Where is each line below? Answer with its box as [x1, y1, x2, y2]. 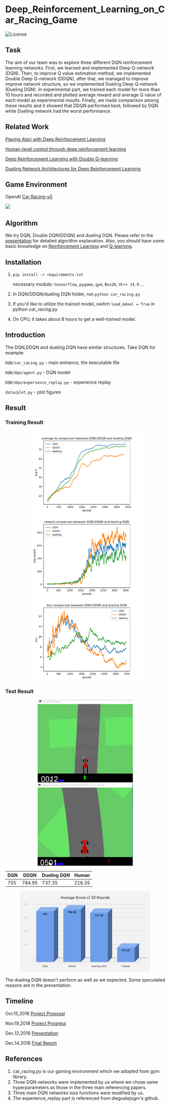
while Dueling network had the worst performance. [5, 108, 112, 114]
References [5, 1055, 43, 1063]
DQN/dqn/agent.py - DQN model [5, 369, 71, 375]
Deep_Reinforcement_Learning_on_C [5, 4, 165, 15]
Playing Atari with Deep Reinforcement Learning [5, 136, 106, 142]
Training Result [5, 419, 44, 426]
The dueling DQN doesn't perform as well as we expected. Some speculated [5, 977, 165, 983]
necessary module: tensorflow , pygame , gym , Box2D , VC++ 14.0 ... [12, 281, 145, 287]
